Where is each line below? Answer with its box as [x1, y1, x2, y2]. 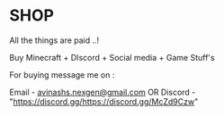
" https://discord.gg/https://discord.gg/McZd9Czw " [9, 95, 199, 107]
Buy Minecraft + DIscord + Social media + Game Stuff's [9, 52, 215, 62]
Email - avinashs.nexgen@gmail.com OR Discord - [9, 87, 196, 97]
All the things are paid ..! [9, 35, 100, 46]
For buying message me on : [9, 69, 115, 80]
